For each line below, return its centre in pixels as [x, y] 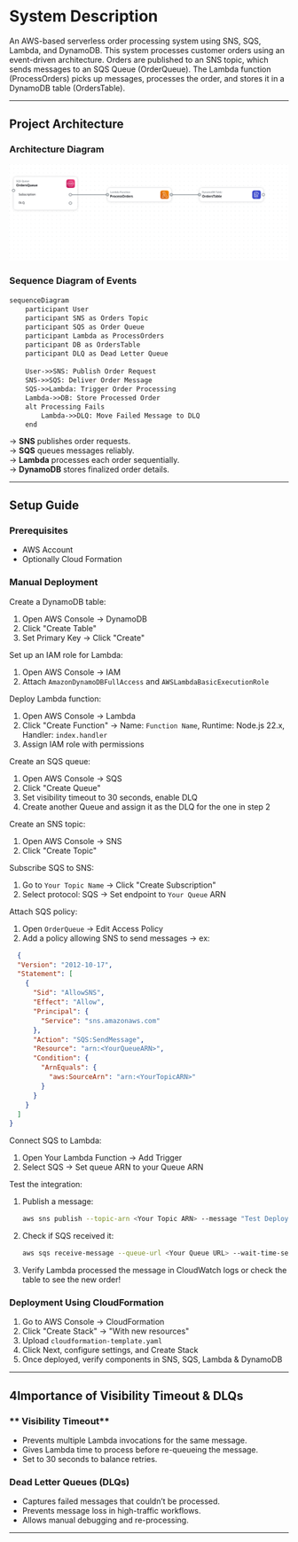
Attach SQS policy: [43, 912]
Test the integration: [46, 1185]
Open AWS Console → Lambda [78, 716]
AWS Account [47, 550]
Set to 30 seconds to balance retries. [90, 1459]
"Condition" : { [61, 1058]
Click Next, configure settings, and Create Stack [110, 1350]
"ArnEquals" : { [69, 1068]
